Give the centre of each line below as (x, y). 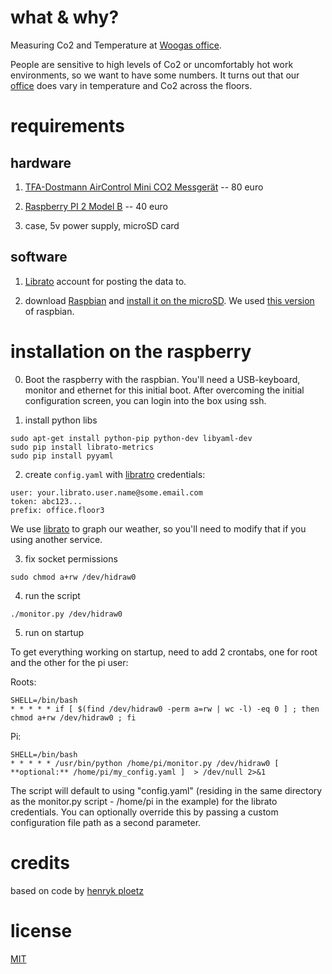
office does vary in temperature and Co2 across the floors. (131, 85)
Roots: (23, 682)
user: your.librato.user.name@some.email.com (106, 492)
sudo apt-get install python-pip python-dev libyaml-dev (131, 438)
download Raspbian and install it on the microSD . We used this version (169, 300)
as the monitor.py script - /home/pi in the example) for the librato (144, 801)
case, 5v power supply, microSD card (102, 225)
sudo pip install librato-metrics (82, 447)
